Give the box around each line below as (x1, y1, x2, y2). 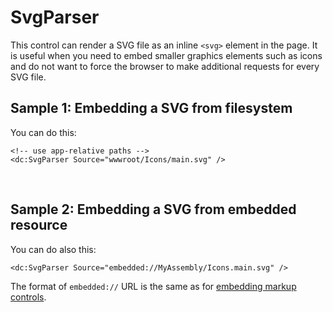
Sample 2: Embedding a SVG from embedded (10, 201, 297, 218)
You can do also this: (10, 243, 97, 255)
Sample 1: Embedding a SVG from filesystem (10, 100, 293, 117)
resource (10, 217, 68, 234)
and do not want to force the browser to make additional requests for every (10, 60, 320, 72)
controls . (10, 291, 47, 303)
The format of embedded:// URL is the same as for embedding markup (10, 280, 297, 292)
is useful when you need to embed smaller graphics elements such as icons (10, 49, 323, 61)
